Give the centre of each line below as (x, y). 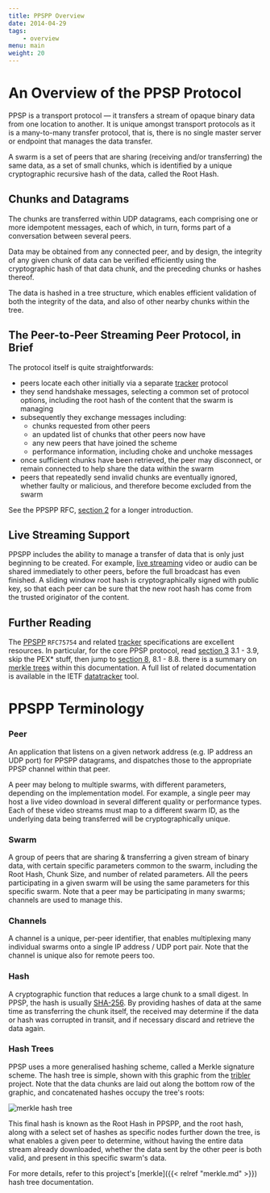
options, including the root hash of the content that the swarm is (127, 400)
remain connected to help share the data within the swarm (117, 468)
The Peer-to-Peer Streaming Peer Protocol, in (125, 335)
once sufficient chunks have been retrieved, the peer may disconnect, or (141, 459)
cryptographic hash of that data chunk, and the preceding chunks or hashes (135, 268)
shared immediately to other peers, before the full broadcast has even (124, 572)
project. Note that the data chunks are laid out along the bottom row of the (132, 1083)
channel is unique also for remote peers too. (82, 955)
